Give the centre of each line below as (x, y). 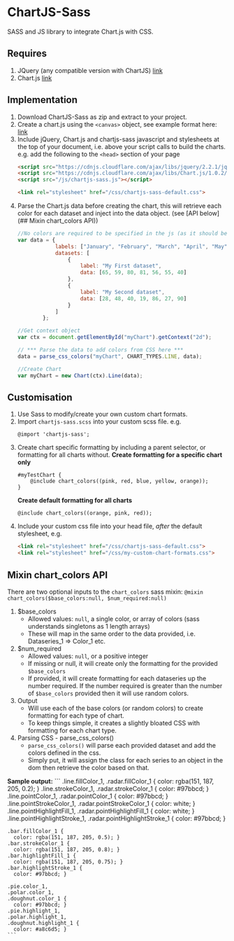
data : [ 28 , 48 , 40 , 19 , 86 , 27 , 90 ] (133, 298)
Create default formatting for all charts (75, 501)
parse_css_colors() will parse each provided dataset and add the (122, 745)
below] (210, 214)
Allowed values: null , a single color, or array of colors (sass (114, 619)
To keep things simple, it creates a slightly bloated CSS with (114, 723)
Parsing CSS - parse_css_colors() (65, 738)
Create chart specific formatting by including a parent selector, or (111, 447)
